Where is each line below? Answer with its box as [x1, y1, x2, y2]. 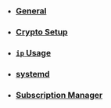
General [15, 5, 47, 16]
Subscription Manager [15, 89, 103, 100]
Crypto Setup [15, 26, 68, 37]
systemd [15, 68, 50, 79]
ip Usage [15, 47, 52, 58]
